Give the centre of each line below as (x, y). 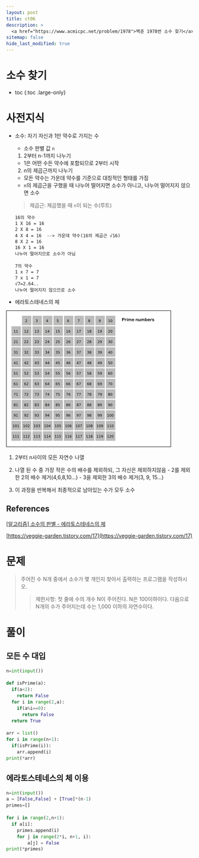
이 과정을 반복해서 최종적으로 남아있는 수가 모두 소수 (75, 490)
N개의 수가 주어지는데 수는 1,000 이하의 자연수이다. (94, 606)
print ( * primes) (25, 849)
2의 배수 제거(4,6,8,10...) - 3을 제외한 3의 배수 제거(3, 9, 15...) (92, 477)
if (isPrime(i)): (31, 746)
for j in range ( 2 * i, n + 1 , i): (54, 837)
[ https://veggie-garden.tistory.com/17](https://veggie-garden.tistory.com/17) (99, 535)
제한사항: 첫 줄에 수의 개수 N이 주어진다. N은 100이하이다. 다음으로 (112, 599)
